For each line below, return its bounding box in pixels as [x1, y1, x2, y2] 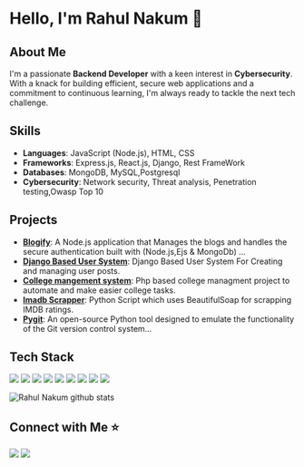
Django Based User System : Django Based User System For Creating [22, 256, 283, 267]
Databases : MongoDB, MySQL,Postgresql [22, 167, 181, 178]
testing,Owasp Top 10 [22, 186, 104, 197]
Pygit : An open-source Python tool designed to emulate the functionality [22, 313, 295, 325]
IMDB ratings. [22, 304, 74, 315]
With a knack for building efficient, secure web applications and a [9, 78, 254, 89]
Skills [9, 123, 41, 139]
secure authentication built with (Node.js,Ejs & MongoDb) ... [22, 246, 247, 257]
